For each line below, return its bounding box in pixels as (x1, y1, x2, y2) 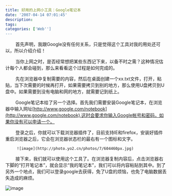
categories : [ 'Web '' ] (5, 27, 52, 32)
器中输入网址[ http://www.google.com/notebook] (5, 106, 107, 112)
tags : (5, 21, 17, 27)
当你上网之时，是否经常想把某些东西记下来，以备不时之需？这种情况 (15, 58, 159, 64)
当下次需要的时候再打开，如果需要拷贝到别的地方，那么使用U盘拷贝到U (14, 82, 165, 89)
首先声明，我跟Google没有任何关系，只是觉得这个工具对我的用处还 (15, 41, 156, 48)
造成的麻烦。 (9, 175, 37, 181)
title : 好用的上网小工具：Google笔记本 (5, 7, 81, 13)
